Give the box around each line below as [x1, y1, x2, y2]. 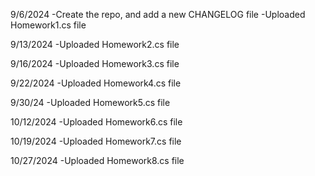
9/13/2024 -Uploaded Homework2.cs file [10, 39, 180, 50]
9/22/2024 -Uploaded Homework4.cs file [10, 77, 182, 89]
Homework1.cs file [10, 19, 87, 31]
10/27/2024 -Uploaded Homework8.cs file [10, 155, 185, 166]
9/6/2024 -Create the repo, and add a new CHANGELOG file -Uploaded [10, 9, 306, 20]
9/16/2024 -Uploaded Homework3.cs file [10, 58, 180, 69]
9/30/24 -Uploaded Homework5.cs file [10, 97, 171, 108]
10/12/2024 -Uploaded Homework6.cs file [10, 116, 183, 128]
